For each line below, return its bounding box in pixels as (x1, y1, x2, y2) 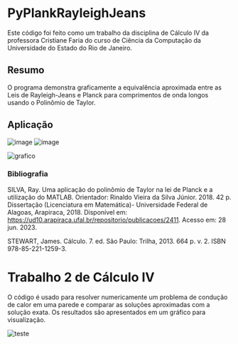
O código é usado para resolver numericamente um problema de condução (7, 293, 228, 301)
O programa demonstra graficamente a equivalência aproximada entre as (7, 83, 222, 92)
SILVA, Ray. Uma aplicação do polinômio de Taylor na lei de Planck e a (7, 185, 213, 193)
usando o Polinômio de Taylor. (7, 98, 96, 107)
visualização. (7, 315, 46, 324)
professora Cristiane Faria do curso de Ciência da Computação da (7, 36, 201, 44)
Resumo (7, 64, 45, 76)
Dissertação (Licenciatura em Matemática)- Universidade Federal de (7, 200, 208, 209)
